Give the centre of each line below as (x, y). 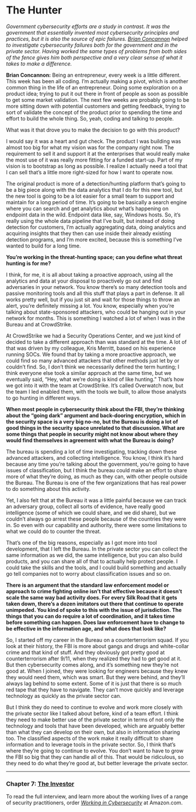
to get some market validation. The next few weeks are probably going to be (98, 99)
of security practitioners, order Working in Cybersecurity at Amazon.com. (94, 803)
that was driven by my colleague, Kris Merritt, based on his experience (91, 348)
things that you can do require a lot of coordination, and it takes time (90, 616)
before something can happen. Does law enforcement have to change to (95, 622)
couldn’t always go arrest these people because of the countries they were (96, 519)
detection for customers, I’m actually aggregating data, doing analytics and (96, 227)
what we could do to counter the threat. (54, 531)
